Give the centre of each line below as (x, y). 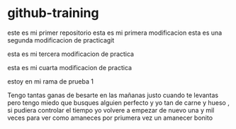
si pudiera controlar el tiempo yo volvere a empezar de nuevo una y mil (111, 110)
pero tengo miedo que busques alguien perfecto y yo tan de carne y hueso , (119, 102)
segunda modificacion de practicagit (61, 40)
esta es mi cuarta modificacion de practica (70, 67)
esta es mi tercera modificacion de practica (71, 54)
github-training (53, 13)
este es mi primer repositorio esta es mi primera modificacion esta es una (115, 33)
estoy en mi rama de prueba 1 (51, 81)
